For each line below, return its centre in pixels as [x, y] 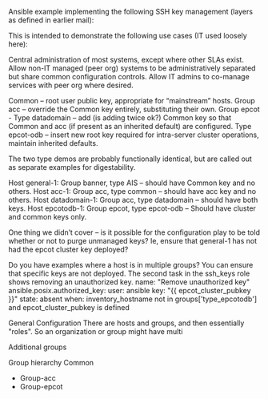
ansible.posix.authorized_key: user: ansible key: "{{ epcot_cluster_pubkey [130, 290]
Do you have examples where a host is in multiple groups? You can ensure [131, 265]
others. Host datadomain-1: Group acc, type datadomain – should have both [133, 200]
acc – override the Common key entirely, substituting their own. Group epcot [134, 109]
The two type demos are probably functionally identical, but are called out [130, 159]
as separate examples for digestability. [72, 167]
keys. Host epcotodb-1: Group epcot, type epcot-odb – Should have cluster [132, 208]
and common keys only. [48, 217]
